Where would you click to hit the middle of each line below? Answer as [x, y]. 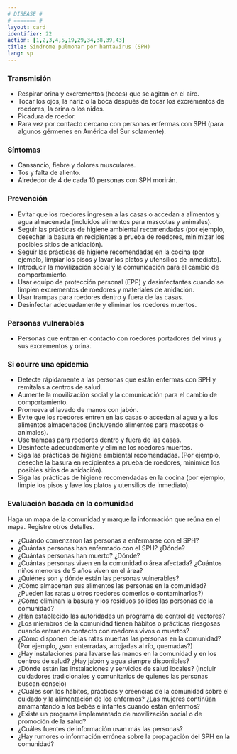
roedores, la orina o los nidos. [61, 109]
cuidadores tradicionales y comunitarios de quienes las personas [113, 676]
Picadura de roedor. [46, 116]
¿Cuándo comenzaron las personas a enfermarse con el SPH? [108, 540]
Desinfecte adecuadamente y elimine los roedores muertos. [105, 448]
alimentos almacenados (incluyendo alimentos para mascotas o [110, 425]
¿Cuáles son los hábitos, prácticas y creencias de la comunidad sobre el [123, 691]
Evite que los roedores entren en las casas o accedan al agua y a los [118, 417]
